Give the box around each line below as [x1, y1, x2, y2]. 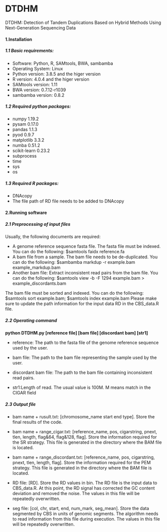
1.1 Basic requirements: [5, 48, 54, 54]
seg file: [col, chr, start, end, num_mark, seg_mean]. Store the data [12, 505, 149, 511]
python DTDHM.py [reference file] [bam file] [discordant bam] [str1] [5, 330, 148, 336]
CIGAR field [12, 389, 36, 395]
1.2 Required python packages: [5, 103, 71, 110]
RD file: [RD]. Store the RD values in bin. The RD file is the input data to [12, 480, 158, 486]
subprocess [12, 153, 37, 159]
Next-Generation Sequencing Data [5, 24, 76, 30]
